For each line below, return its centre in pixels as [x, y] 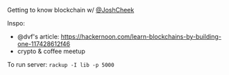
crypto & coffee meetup [51, 51]
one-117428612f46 [44, 44]
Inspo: [16, 23]
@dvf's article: [38, 36]
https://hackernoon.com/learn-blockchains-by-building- [141, 36]
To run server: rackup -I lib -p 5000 [61, 64]
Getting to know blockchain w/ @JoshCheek [71, 10]
